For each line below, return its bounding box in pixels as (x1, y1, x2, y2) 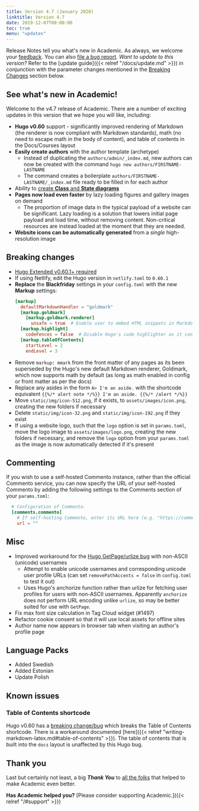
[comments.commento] (11, 509, 62, 516)
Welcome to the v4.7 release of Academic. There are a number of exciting (6, 105, 187, 112)
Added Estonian (14, 668, 54, 675)
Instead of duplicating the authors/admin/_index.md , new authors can (23, 154, 192, 161)
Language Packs (6, 646, 69, 656)
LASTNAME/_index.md (23, 179, 72, 186)
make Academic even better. (6, 780, 76, 787)
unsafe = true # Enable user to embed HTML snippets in (30, 321, 175, 327)
